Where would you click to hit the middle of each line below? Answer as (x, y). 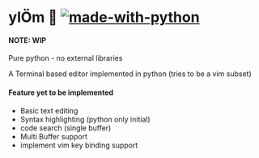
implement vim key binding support (79, 145)
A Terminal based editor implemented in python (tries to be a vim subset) (130, 74)
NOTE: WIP (28, 40)
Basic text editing (49, 110)
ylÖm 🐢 (33, 17)
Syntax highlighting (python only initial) (85, 119)
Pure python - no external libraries (66, 58)
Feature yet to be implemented (61, 92)
